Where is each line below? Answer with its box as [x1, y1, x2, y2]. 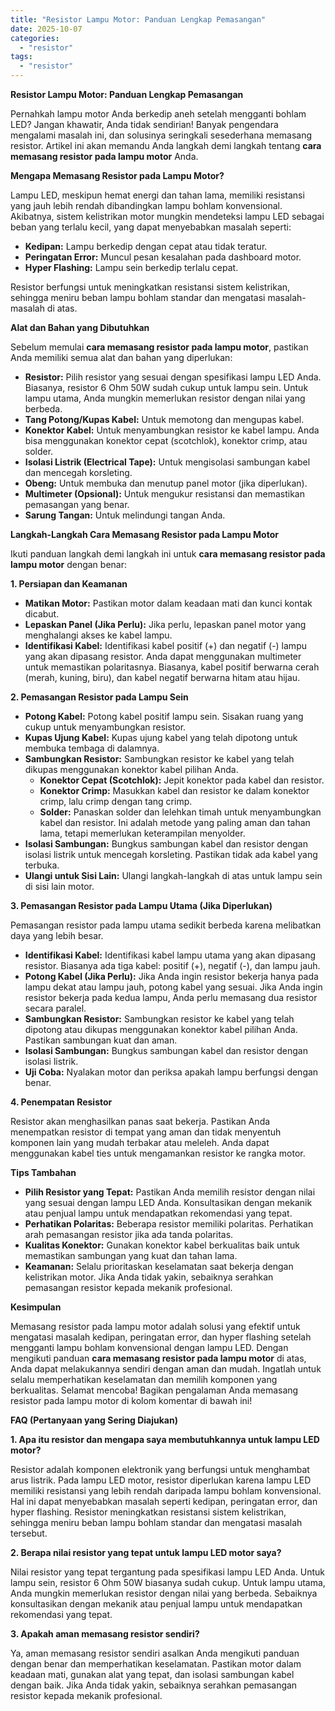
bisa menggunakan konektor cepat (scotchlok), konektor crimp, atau [24, 435, 308, 446]
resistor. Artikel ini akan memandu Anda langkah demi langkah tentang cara [10, 140, 322, 151]
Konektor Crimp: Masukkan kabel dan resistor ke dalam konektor [39, 785, 310, 796]
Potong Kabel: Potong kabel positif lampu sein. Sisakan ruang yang [24, 711, 304, 722]
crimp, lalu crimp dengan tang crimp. [39, 796, 193, 807]
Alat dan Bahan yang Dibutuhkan [10, 322, 150, 333]
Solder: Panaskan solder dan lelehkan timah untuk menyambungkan [39, 806, 322, 818]
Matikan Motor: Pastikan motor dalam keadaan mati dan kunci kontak [24, 597, 313, 609]
